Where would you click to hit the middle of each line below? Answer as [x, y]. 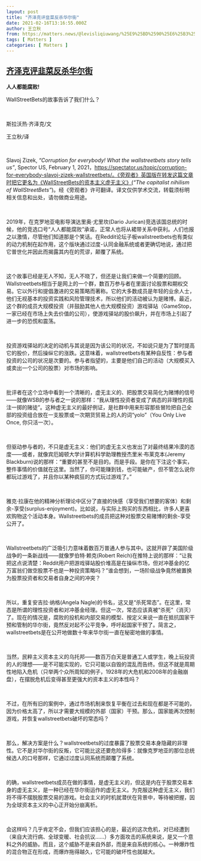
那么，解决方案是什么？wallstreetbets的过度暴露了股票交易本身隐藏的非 [94, 743]
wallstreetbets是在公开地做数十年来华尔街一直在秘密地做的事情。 [86, 632]
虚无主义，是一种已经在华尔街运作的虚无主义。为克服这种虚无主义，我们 [106, 790]
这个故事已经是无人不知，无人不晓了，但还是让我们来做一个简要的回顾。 [95, 276]
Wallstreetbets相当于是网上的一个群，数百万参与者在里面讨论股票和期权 [95, 283]
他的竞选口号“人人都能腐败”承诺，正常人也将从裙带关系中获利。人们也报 [105, 229]
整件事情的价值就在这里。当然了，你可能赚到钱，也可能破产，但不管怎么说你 [100, 469]
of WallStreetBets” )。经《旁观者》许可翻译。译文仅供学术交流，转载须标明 [98, 190]
